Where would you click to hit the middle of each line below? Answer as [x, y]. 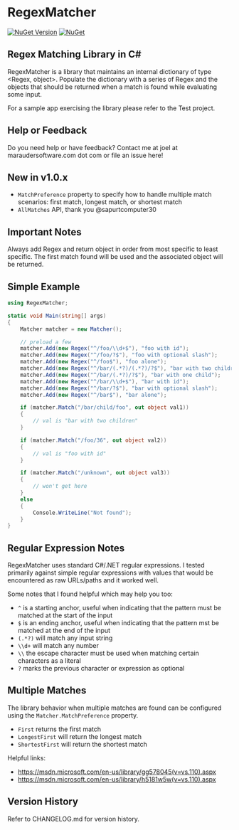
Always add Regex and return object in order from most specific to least [113, 249]
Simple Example [44, 286]
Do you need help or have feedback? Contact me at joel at [92, 147]
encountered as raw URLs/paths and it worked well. [83, 580]
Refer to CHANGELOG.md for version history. [74, 819]
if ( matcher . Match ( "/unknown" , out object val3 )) [95, 473]
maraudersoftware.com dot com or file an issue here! [85, 155]
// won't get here [60, 486]
